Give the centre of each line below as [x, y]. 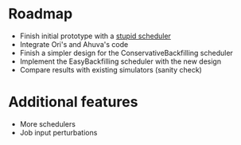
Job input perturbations [58, 132]
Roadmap [41, 14]
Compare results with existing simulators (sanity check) [111, 69]
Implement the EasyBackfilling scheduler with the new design [120, 61]
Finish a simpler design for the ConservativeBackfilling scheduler [126, 53]
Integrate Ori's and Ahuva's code [74, 44]
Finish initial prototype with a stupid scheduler [95, 36]
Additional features [73, 102]
